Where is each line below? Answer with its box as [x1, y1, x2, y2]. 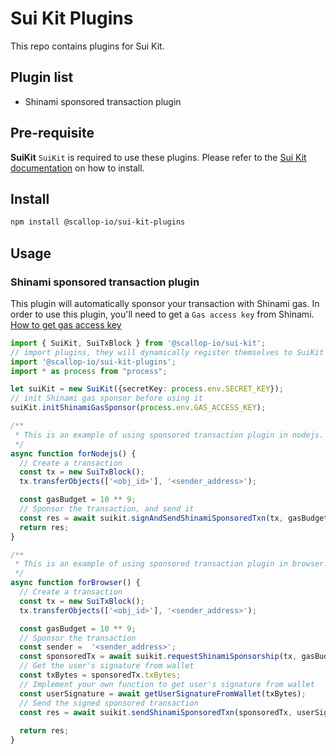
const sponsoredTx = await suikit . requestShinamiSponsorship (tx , [19, 652, 298, 662]
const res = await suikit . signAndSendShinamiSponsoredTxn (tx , [19, 513, 284, 523]
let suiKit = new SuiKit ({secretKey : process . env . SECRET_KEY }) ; [10, 384, 284, 394]
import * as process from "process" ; [10, 366, 168, 376]
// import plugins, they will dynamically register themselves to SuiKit [10, 347, 325, 357]
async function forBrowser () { [10, 578, 141, 588]
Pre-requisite [10, 125, 95, 142]
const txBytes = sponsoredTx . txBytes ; [19, 670, 182, 681]
